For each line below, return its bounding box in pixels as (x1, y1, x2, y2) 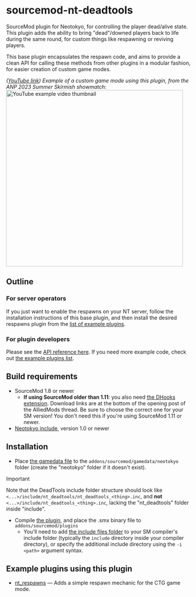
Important (6, 475, 30, 482)
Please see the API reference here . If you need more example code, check (6, 348, 187, 355)
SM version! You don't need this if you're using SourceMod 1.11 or (23, 412, 182, 419)
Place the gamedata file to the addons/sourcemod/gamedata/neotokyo (14, 457, 179, 465)
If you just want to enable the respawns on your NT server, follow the (6, 308, 174, 315)
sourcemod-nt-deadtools (6, 4, 134, 17)
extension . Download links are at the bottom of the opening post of (23, 399, 186, 406)
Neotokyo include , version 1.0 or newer (14, 425, 110, 432)
